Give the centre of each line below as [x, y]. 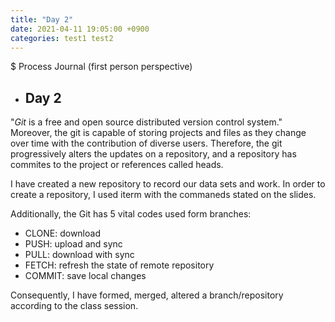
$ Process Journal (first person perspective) [101, 67]
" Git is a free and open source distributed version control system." [146, 122]
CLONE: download [62, 233]
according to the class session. [74, 306]
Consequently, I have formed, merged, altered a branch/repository [147, 295]
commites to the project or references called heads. [117, 165]
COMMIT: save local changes [85, 276]
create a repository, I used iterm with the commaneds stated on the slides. [163, 195]
